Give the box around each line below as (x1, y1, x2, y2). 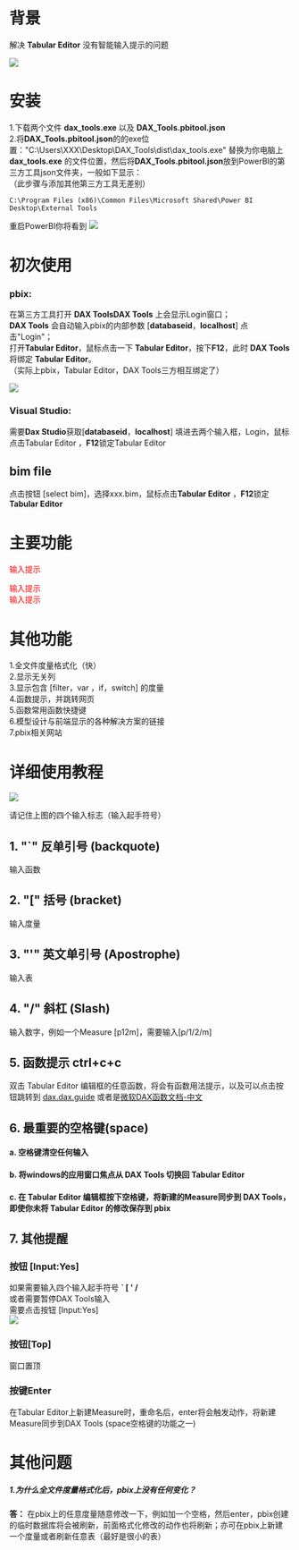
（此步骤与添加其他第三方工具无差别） (9, 178, 150, 189)
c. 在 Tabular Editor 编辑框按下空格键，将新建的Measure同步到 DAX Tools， (9, 1191, 291, 1202)
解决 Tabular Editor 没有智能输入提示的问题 (9, 39, 170, 50)
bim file (9, 464, 52, 479)
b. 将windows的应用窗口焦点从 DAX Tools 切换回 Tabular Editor (9, 1169, 245, 1180)
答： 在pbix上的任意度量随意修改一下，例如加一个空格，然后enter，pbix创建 (9, 1508, 289, 1519)
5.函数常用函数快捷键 (9, 705, 87, 716)
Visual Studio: (9, 404, 71, 417)
